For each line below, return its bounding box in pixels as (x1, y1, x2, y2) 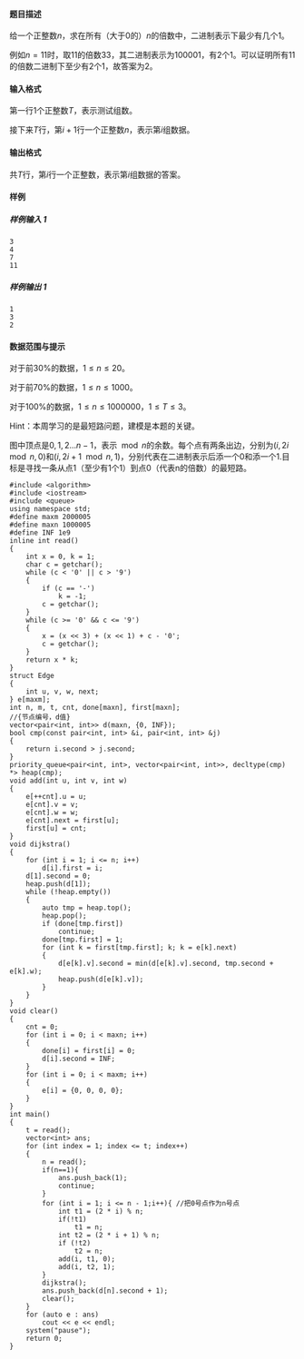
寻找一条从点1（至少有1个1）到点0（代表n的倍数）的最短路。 (25, 463, 252, 474)
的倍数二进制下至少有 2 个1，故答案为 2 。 (9, 61, 158, 72)
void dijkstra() (9, 840, 71, 849)
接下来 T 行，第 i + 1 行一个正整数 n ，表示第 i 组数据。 (9, 124, 195, 135)
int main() (9, 1110, 51, 1119)
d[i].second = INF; (42, 1054, 116, 1064)
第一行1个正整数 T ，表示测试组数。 (9, 105, 138, 116)
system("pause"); (25, 1326, 92, 1335)
